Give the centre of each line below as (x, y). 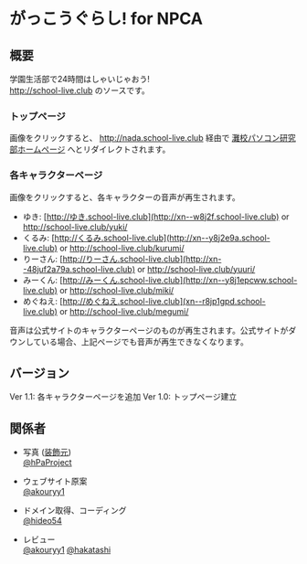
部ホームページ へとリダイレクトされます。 (90, 149)
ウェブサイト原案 (55, 482)
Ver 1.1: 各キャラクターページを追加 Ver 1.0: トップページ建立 (123, 397)
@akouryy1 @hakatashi (67, 550)
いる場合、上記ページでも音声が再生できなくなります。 (144, 341)
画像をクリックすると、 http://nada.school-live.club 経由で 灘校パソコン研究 (153, 138)
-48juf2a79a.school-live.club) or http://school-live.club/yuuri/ (139, 269)
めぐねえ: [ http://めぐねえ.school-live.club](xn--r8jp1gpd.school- (144, 301)
